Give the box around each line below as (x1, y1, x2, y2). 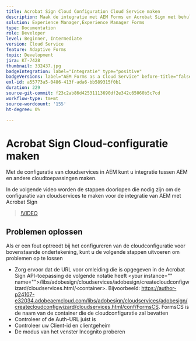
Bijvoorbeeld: (108, 285, 140, 292)
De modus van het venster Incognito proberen (14, 328, 125, 335)
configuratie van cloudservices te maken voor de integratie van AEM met (6, 192, 181, 199)
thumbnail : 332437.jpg (6, 63, 61, 69)
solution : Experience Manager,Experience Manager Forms (6, 19, 145, 25)
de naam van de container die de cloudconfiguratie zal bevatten (14, 309, 169, 316)
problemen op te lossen (6, 255, 63, 262)
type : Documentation (6, 25, 57, 31)
